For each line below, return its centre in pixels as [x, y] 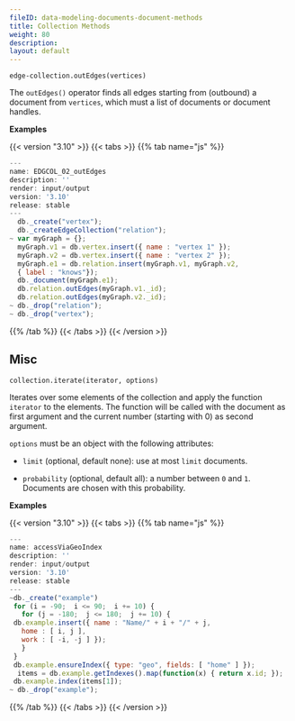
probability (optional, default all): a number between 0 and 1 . [136, 478]
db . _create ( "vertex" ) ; [60, 222]
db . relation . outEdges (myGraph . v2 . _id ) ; [92, 297]
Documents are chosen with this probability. [104, 488]
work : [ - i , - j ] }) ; [63, 640]
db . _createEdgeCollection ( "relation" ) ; [92, 231]
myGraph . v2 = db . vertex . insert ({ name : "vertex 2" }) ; [124, 255]
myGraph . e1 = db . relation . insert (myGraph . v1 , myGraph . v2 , [129, 264]
